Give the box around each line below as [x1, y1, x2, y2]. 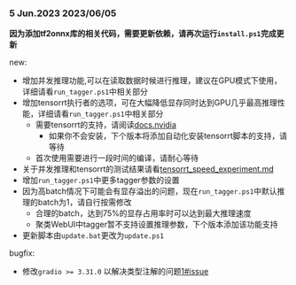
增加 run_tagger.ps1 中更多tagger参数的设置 [21, 175, 180, 186]
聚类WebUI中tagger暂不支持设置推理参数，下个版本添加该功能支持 [35, 220, 278, 230]
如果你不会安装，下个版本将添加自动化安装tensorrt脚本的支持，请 [48, 131, 288, 142]
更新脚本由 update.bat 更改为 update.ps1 [21, 230, 164, 241]
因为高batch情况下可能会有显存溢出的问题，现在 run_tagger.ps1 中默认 [21, 186, 277, 196]
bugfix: [9, 248, 35, 258]
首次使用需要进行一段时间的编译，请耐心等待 [35, 153, 199, 164]
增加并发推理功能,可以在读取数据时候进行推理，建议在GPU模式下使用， [21, 75, 282, 86]
